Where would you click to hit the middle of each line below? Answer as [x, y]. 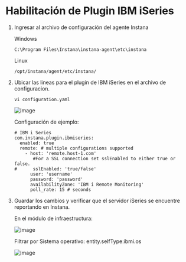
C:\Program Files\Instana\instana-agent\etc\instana [80, 49]
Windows [25, 38]
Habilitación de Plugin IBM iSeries [90, 11]
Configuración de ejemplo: [46, 122]
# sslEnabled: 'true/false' [55, 169]
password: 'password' [56, 179]
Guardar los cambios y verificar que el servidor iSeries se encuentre [97, 200]
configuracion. [32, 88]
